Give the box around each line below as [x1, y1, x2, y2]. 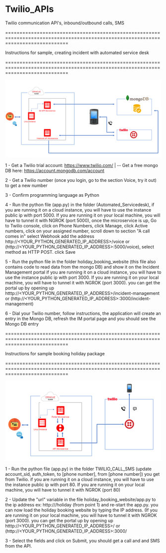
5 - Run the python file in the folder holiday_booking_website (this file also [5, 259, 156, 265]
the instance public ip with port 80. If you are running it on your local [5, 482, 145, 488]
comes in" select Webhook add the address [5, 233, 95, 239]
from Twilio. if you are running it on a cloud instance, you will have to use [5, 476, 154, 482]
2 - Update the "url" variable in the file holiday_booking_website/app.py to [5, 497, 156, 502]
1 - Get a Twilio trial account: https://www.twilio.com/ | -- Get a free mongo [5, 162, 159, 168]
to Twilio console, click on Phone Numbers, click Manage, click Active [5, 222, 148, 228]
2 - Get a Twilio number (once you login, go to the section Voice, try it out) [5, 177, 157, 183]
